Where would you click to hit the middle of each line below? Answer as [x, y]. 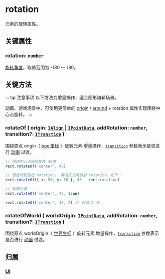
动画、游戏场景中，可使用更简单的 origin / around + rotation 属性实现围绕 [81, 108]
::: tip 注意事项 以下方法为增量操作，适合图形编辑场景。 [62, 98]
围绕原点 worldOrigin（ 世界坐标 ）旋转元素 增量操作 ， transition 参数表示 [82, 233]
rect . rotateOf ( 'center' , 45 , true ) [42, 194]
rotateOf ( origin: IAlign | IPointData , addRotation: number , [76, 128]
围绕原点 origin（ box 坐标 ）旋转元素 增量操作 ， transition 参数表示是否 [80, 146]
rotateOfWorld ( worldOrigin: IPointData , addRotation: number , [81, 215]
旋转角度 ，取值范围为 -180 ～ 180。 [42, 67]
